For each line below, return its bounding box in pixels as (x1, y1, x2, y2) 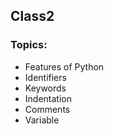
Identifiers (24, 71, 67, 83)
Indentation (24, 92, 72, 104)
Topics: (10, 38, 48, 52)
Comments (24, 103, 71, 115)
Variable (24, 114, 60, 126)
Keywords (24, 82, 67, 94)
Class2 (10, 8, 55, 25)
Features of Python (24, 60, 105, 73)
